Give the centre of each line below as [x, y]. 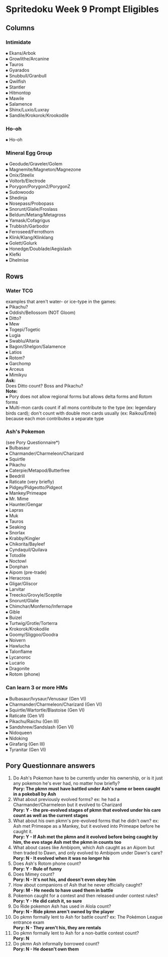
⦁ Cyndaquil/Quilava [26, 550]
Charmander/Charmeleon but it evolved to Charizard [67, 805]
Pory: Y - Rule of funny [37, 868]
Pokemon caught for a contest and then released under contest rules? [86, 895]
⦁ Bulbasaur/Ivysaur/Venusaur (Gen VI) [46, 698]
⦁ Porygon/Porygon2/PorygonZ [38, 187]
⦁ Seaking [16, 527]
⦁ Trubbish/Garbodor [27, 226]
